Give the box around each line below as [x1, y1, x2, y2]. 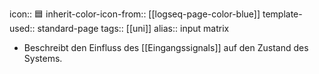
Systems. [23, 53, 63, 64]
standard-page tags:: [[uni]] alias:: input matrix [37, 23, 230, 34]
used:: [9, 23, 36, 34]
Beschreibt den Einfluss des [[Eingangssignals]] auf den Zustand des [23, 42, 309, 53]
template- [262, 8, 303, 20]
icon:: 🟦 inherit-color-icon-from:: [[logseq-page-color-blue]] [9, 8, 261, 20]
